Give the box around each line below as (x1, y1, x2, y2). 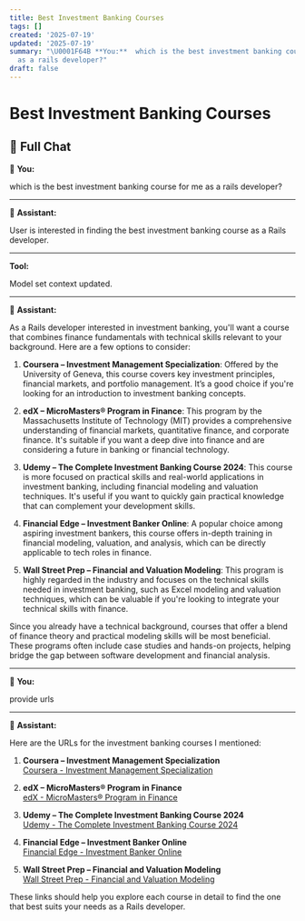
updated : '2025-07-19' (9, 38, 95, 48)
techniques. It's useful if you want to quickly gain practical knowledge (22, 490, 284, 501)
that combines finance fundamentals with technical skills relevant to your (9, 331, 283, 342)
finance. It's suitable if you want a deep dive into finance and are (22, 434, 265, 445)
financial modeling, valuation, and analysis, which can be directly (22, 537, 266, 548)
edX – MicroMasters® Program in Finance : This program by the (22, 405, 262, 416)
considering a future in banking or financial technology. (22, 444, 230, 455)
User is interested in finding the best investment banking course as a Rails (9, 225, 287, 235)
